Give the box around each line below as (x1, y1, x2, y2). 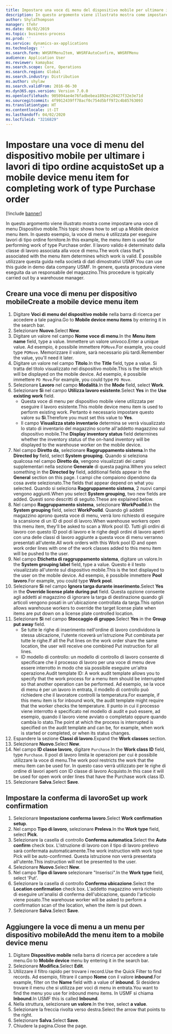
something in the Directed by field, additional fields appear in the (13, 469, 150, 475)
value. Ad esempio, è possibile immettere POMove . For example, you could (13, 343, 165, 350)
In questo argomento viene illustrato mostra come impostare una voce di (6, 220, 159, 226)
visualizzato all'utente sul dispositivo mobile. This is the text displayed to (13, 567, 165, 573)
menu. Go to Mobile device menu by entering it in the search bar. (13, 958, 150, 964)
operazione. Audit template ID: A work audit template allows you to (20, 670, 160, 676)
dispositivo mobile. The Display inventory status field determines (20, 430, 158, 437)
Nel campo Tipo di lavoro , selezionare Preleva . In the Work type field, (13, 826, 160, 832)
